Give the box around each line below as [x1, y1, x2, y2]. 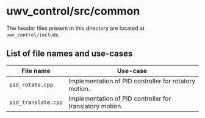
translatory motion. [68, 102, 123, 110]
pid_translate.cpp [9, 99, 63, 106]
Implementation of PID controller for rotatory [68, 77, 196, 85]
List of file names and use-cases [6, 49, 133, 59]
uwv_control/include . [6, 30, 60, 38]
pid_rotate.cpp [9, 81, 54, 88]
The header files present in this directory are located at [6, 24, 145, 32]
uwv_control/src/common [6, 4, 140, 18]
